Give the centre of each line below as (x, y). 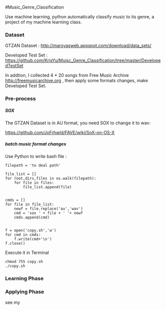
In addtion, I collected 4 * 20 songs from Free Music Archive (67, 75)
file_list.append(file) (47, 187)
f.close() (15, 244)
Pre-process (21, 99)
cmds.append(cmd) (32, 217)
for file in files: (34, 183)
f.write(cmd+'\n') (33, 239)
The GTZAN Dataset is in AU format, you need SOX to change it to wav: (78, 123)
